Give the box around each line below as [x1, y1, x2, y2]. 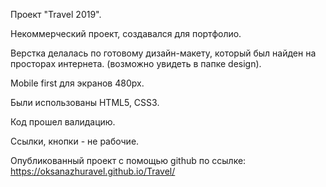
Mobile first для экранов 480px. [10, 77, 145, 89]
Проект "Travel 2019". [10, 9, 102, 20]
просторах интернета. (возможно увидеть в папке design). [10, 58, 262, 69]
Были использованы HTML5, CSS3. [10, 97, 160, 108]
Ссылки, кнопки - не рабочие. [10, 135, 140, 147]
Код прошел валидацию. [10, 116, 116, 128]
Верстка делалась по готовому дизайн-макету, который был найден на [10, 47, 317, 59]
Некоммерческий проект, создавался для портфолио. [10, 28, 242, 39]
